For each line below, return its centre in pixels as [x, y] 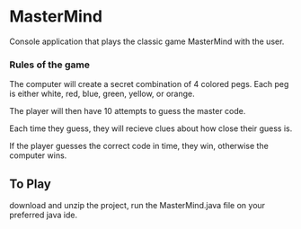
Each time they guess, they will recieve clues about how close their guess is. [151, 128]
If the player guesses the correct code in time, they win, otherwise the [139, 146]
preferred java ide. [44, 215]
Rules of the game [49, 65]
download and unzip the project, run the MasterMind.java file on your [137, 206]
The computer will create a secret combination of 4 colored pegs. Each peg [149, 84]
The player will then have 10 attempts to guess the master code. [128, 111]
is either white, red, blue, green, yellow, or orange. [102, 94]
